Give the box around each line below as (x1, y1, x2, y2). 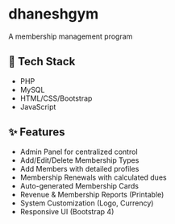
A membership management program (8, 31, 133, 41)
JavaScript (19, 102, 56, 111)
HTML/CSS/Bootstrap (19, 93, 93, 103)
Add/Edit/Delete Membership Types (19, 155, 140, 165)
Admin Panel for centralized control (19, 147, 139, 156)
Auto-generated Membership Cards (19, 180, 140, 190)
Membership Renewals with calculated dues (19, 172, 167, 182)
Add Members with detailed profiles (19, 164, 140, 173)
